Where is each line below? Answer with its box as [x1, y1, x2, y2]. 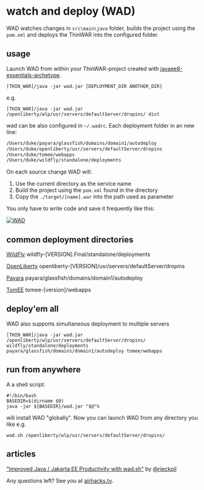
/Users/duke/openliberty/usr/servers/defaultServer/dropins [6, 145, 163, 152]
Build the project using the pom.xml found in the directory [15, 186, 158, 194]
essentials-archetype [6, 71, 60, 79]
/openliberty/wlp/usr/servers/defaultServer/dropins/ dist [6, 111, 160, 117]
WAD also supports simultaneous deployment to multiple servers [6, 320, 170, 327]
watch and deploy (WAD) [6, 4, 136, 18]
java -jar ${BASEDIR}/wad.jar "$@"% [6, 403, 100, 409]
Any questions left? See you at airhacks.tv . [6, 477, 114, 484]
